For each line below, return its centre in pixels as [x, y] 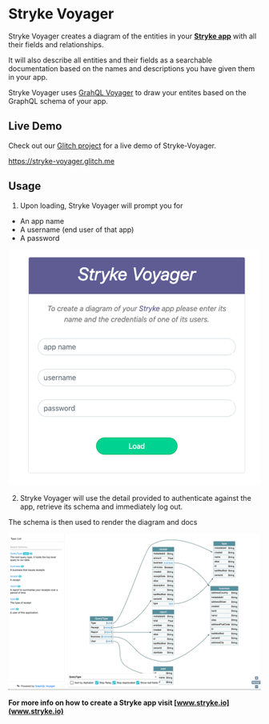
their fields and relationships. [56, 44]
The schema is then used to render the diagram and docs [103, 522]
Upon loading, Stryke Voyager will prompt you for [101, 206]
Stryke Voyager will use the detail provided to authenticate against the [136, 498]
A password [40, 238]
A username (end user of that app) [77, 230]
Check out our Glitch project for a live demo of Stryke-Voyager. [112, 146]
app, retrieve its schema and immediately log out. [101, 506]
